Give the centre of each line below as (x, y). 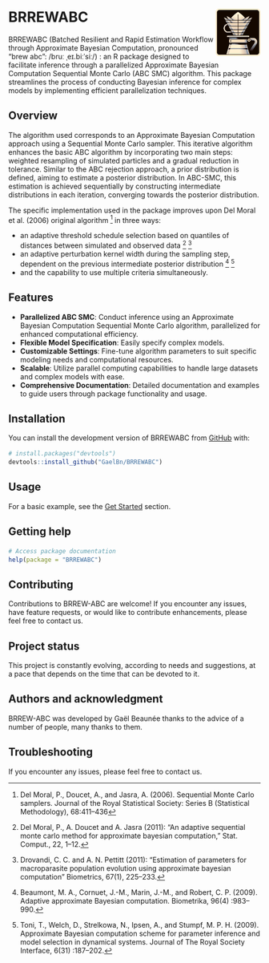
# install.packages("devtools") (62, 454)
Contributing (41, 584)
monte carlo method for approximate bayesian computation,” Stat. (128, 836)
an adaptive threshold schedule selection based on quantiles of (124, 236)
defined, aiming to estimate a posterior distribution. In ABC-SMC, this (122, 177)
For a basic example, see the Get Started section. (90, 506)
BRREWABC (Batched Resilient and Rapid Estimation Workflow (111, 39)
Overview (33, 116)
